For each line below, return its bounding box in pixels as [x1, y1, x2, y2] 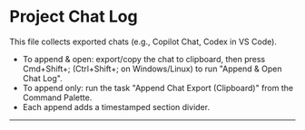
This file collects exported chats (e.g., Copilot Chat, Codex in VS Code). [9, 36, 277, 47]
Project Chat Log [9, 6, 138, 27]
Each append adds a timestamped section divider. [22, 101, 211, 112]
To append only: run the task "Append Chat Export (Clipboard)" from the [22, 82, 293, 93]
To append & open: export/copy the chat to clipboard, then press [22, 53, 266, 64]
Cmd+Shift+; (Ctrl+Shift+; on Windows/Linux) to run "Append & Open [22, 63, 282, 74]
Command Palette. [22, 92, 93, 103]
